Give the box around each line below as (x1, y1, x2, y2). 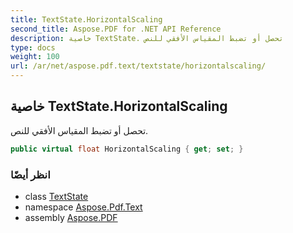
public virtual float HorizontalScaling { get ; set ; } (10, 144, 244, 154)
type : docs (10, 42, 56, 53)
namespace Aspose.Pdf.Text (24, 201, 143, 213)
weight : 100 (10, 52, 60, 62)
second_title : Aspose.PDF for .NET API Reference (10, 24, 222, 34)
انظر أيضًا (10, 167, 51, 181)
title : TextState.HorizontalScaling (10, 14, 163, 25)
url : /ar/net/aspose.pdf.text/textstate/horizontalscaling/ (10, 61, 267, 71)
